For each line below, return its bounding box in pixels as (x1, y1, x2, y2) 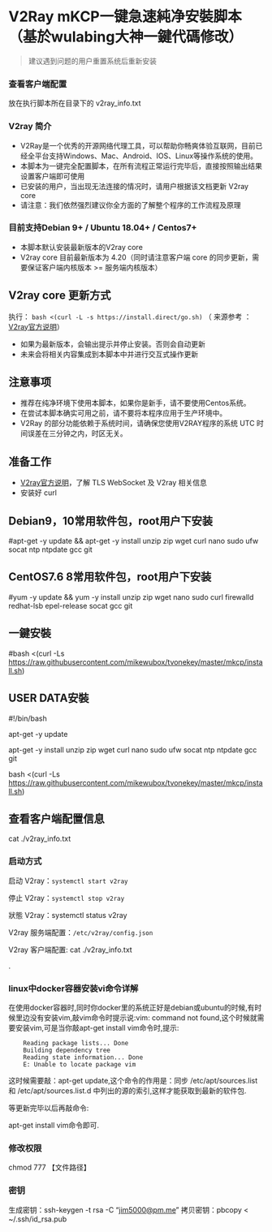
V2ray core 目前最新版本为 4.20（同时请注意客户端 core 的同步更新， (19, 252, 253, 262)
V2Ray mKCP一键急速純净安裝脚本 (8, 7, 242, 26)
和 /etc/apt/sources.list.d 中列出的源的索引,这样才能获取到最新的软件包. (8, 1085, 247, 1096)
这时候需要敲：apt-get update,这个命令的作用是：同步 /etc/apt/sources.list (8, 1075, 258, 1085)
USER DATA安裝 (8, 691, 89, 705)
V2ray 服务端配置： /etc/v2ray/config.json (8, 927, 153, 937)
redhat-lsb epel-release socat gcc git (8, 601, 133, 610)
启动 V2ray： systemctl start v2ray (8, 876, 128, 885)
